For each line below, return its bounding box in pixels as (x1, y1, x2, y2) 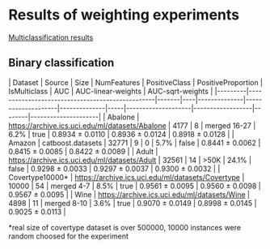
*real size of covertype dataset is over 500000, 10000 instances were (8, 222, 241, 232)
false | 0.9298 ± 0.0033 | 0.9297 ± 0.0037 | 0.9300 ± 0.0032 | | (8, 164, 221, 174)
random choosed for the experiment (8, 231, 129, 241)
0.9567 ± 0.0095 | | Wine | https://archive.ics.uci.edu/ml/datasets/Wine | (8, 189, 251, 200)
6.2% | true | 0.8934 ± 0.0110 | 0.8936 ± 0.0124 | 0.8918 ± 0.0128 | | (8, 129, 234, 139)
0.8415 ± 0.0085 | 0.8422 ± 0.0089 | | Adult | (8, 146, 158, 156)
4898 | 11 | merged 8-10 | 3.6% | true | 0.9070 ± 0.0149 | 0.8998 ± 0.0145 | (8, 198, 257, 208)
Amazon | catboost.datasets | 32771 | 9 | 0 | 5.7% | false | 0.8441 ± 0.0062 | (8, 138, 261, 148)
